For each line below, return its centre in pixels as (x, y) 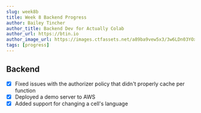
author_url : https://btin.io (42, 34)
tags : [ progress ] (28, 45)
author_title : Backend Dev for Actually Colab (65, 28)
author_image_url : (29, 39)
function (25, 90)
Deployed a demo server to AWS (55, 97)
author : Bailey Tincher (36, 23)
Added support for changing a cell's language (71, 103)
